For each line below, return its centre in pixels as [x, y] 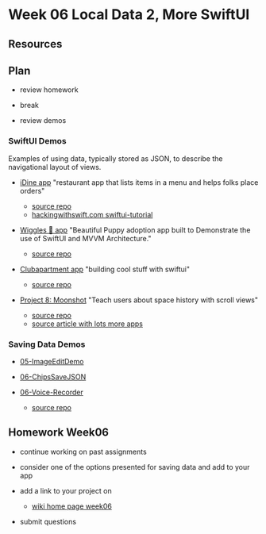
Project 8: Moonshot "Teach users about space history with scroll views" [139, 300]
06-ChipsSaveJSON [53, 376]
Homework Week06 [59, 433]
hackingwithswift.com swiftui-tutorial [92, 214]
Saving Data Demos [47, 344]
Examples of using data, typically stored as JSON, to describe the [116, 158]
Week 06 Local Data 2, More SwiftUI [129, 15]
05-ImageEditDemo [52, 361]
